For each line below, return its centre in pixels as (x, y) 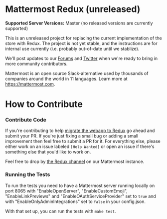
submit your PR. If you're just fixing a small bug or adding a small (72, 136)
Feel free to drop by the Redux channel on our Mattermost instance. (75, 161)
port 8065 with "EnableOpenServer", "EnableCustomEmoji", (67, 190)
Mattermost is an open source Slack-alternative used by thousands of (77, 73)
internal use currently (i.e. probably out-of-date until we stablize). (72, 48)
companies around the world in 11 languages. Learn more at (66, 78)
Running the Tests (28, 174)
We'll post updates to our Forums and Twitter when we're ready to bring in (82, 58)
